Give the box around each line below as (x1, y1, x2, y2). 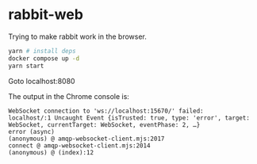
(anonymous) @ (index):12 (8, 148, 94, 156)
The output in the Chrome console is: (8, 91, 129, 101)
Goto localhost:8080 (8, 76, 75, 86)
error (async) (8, 128, 56, 135)
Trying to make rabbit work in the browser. (8, 32, 147, 41)
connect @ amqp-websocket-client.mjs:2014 (8, 141, 151, 150)
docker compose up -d (8, 54, 80, 63)
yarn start (8, 62, 44, 70)
